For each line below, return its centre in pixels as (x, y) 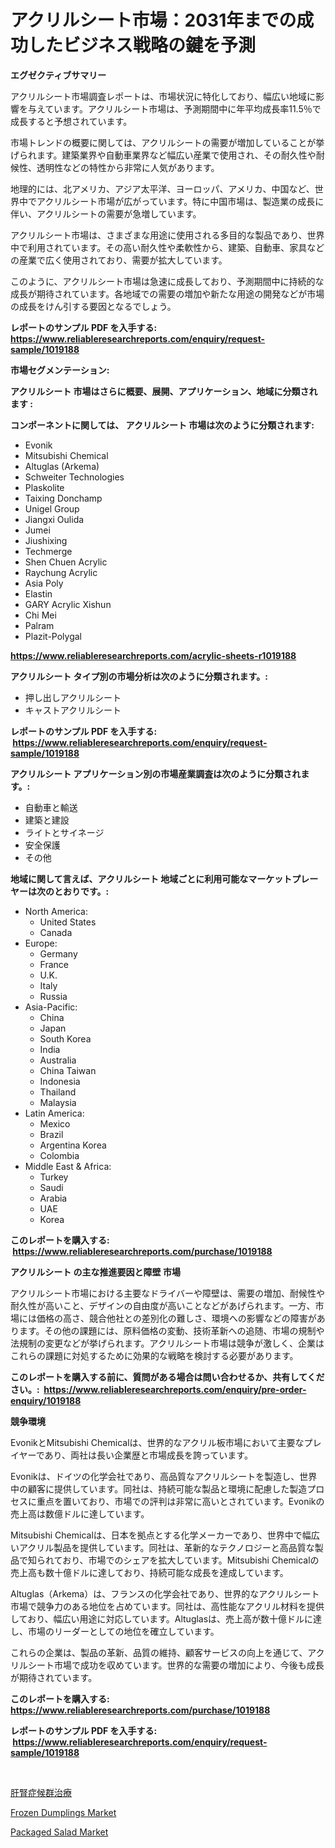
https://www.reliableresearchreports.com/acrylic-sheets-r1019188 (153, 655)
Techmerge (48, 551)
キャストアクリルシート (73, 710)
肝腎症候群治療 (41, 1792)
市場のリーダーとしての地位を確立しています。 (123, 1631)
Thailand (58, 1092)
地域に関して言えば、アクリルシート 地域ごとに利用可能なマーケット (151, 878)
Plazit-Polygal (53, 636)
